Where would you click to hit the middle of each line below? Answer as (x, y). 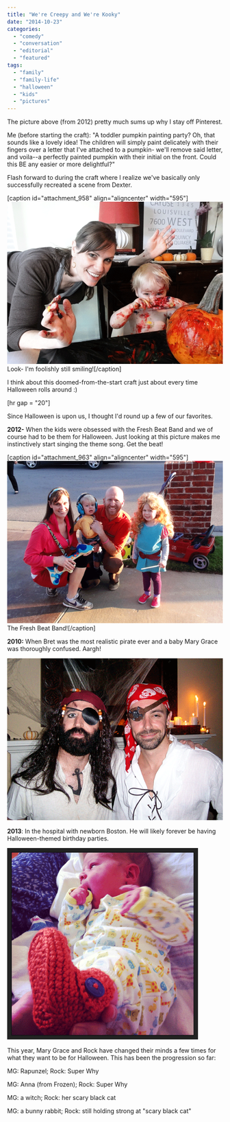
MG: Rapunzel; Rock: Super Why (53, 1071)
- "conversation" (38, 44)
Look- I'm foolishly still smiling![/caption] (64, 369)
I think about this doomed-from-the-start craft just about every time (103, 382)
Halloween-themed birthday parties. (58, 838)
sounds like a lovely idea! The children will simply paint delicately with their (113, 142)
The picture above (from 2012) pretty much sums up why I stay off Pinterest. (115, 122)
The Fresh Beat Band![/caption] (51, 628)
